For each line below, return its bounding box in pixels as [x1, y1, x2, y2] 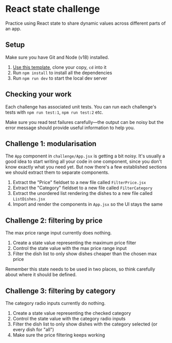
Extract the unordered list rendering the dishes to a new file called [12, 190, 153, 196]
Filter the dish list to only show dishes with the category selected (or [12, 321, 158, 327]
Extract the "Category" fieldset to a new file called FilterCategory [12, 185, 152, 191]
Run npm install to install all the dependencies [12, 69, 112, 76]
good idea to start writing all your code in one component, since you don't [5, 158, 162, 165]
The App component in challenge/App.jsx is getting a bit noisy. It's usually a [5, 153, 165, 159]
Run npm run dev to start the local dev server [12, 75, 108, 81]
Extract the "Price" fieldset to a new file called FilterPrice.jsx [12, 179, 146, 186]
